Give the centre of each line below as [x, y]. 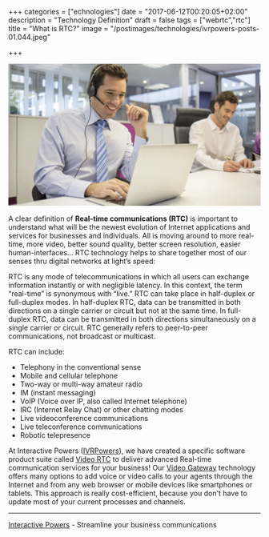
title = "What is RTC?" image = [58, 28]
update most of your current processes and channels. [97, 501]
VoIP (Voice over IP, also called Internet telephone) [104, 401]
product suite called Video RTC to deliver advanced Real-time [110, 459]
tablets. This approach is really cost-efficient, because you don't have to [128, 493]
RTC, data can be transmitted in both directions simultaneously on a [144, 319]
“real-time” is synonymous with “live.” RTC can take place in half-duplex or [132, 293]
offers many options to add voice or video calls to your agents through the [131, 476]
